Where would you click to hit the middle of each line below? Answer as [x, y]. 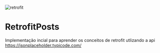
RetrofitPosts [32, 27]
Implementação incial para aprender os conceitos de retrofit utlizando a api [80, 40]
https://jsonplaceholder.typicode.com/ [43, 45]
